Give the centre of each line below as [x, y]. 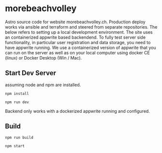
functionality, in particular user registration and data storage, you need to [78, 42]
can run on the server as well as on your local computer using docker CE [77, 53]
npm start [15, 146]
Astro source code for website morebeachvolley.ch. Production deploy [75, 22]
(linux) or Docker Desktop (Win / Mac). [44, 58]
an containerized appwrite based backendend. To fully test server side [75, 37]
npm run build [19, 138]
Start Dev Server [31, 73]
